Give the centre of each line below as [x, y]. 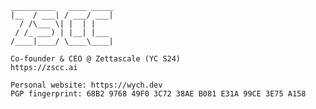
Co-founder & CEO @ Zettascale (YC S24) [96, 59]
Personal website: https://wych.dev [86, 85]
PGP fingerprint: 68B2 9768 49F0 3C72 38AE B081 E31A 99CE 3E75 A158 [158, 94]
